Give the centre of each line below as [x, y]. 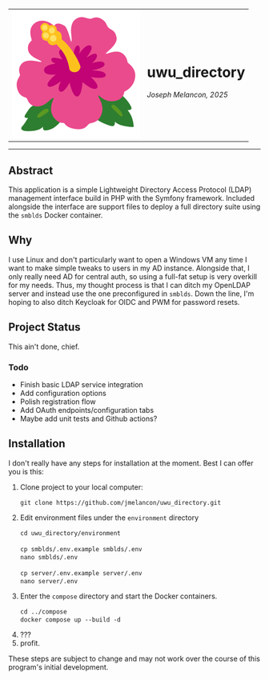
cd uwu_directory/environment [70, 533]
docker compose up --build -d [70, 620]
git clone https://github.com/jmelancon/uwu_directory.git [120, 502]
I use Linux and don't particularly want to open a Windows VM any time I [128, 259]
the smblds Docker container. [56, 215]
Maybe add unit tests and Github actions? [88, 418]
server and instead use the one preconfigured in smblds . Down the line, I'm [131, 294]
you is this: [26, 471]
